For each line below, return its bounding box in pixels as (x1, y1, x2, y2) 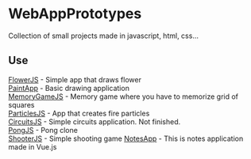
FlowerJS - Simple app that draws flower (8, 74, 141, 84)
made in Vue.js (8, 142, 57, 151)
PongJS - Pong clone (8, 125, 78, 134)
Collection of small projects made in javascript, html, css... (8, 31, 199, 40)
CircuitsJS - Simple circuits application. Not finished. (8, 116, 181, 127)
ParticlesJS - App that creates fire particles (8, 108, 150, 118)
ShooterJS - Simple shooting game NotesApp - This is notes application (8, 134, 244, 143)
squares (8, 100, 35, 109)
